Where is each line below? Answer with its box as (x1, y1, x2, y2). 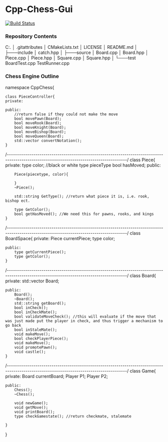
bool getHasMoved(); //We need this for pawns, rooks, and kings (14, 211, 154, 216)
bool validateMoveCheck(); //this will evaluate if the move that (14, 314, 156, 319)
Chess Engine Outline (5, 73, 59, 80)
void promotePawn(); (14, 345, 57, 350)
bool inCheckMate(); (14, 310, 57, 315)
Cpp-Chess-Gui (5, 4, 73, 15)
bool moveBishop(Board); (14, 129, 66, 134)
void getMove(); (14, 405, 49, 410)
